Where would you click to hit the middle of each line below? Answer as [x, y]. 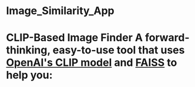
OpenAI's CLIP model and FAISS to [92, 63]
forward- [167, 38]
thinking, [28, 50]
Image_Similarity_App [60, 11]
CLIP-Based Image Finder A [74, 38]
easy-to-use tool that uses [119, 50]
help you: [29, 75]
